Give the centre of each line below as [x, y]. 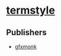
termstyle [30, 10]
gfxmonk [25, 46]
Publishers [26, 32]
